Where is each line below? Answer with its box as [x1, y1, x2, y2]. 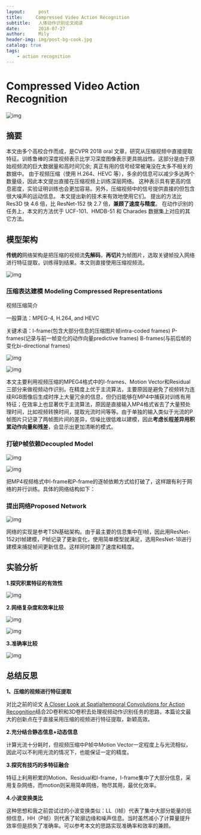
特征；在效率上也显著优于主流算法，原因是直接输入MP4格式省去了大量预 [6, 401, 185, 408]
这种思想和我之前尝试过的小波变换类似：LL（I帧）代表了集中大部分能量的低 [6, 807, 192, 814]
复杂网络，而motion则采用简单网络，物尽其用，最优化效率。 [11, 781, 160, 789]
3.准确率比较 [6, 639, 38, 647]
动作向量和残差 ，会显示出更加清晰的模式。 [11, 423, 117, 431]
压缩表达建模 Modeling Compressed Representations [6, 287, 163, 296]
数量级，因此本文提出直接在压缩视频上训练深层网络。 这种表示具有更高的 [6, 178, 186, 185]
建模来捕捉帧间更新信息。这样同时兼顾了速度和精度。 [6, 543, 138, 551]
